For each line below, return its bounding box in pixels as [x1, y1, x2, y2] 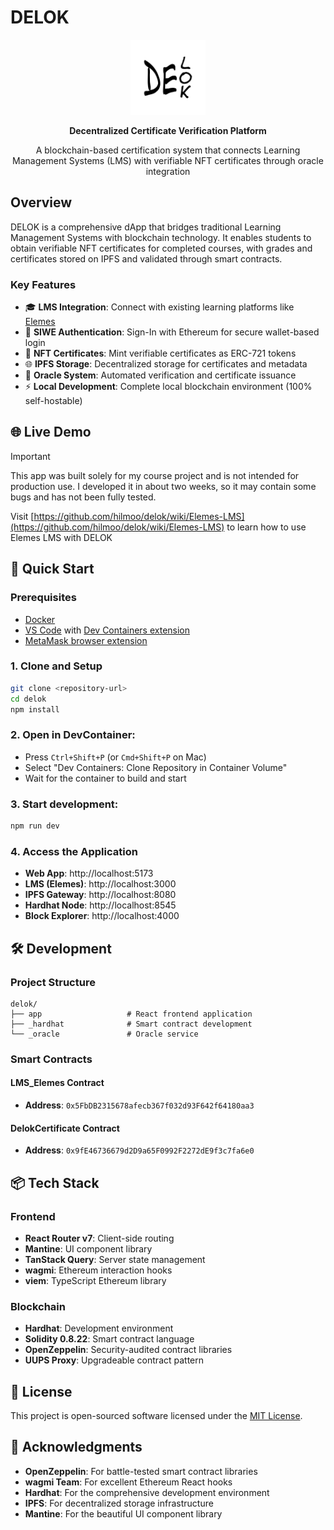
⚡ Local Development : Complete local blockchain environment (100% [24, 381, 313, 393]
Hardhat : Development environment [24, 1322, 174, 1335]
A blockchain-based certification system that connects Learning [35, 144, 301, 156]
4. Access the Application [10, 844, 138, 858]
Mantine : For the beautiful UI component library [24, 1507, 223, 1520]
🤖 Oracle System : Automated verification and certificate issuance [24, 369, 297, 381]
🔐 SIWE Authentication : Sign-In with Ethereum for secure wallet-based [24, 326, 320, 338]
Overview [10, 194, 73, 211]
